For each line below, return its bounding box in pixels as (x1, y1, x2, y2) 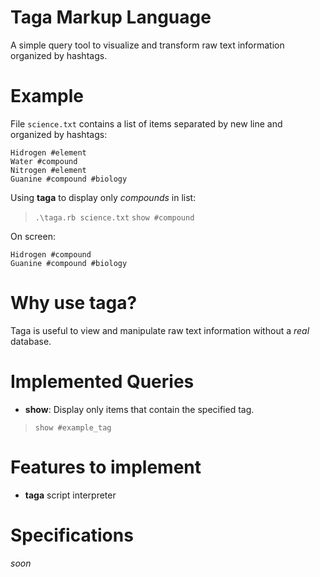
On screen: (10, 230, 56, 242)
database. (10, 335, 52, 347)
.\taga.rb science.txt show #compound (34, 212, 195, 223)
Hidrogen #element (10, 147, 87, 158)
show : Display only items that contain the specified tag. (24, 403, 255, 415)
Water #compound (10, 156, 78, 166)
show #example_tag (34, 422, 112, 433)
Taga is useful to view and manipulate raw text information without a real (10, 324, 310, 336)
